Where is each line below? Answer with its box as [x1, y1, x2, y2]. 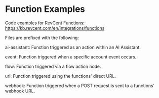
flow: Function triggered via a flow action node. [5, 63, 101, 69]
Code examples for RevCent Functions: [5, 20, 85, 26]
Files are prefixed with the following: [5, 35, 79, 41]
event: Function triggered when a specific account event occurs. [5, 53, 137, 60]
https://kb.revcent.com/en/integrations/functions [5, 25, 105, 31]
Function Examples [5, 3, 85, 15]
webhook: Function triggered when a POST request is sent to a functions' [5, 83, 155, 89]
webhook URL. [5, 88, 36, 94]
